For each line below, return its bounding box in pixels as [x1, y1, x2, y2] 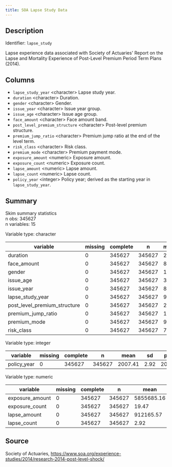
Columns [5, 75, 35, 84]
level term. [12, 138, 35, 144]
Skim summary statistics [5, 210, 57, 217]
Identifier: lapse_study [5, 40, 52, 46]
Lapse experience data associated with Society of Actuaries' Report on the [5, 50, 163, 56]
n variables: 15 [5, 221, 36, 227]
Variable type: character [5, 231, 56, 237]
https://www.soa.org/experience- [50, 450, 121, 456]
